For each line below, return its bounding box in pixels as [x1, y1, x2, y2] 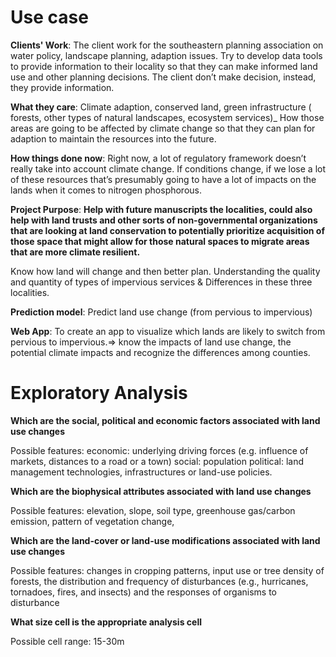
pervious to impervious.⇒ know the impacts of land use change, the [10, 336, 292, 348]
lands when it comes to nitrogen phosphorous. [10, 184, 203, 196]
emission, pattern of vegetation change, [10, 515, 175, 527]
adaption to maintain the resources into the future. [10, 132, 217, 145]
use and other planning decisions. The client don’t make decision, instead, [10, 71, 317, 83]
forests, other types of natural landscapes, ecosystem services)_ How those [10, 111, 325, 123]
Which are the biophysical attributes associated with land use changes [10, 485, 312, 497]
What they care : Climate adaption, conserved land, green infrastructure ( [10, 101, 312, 113]
